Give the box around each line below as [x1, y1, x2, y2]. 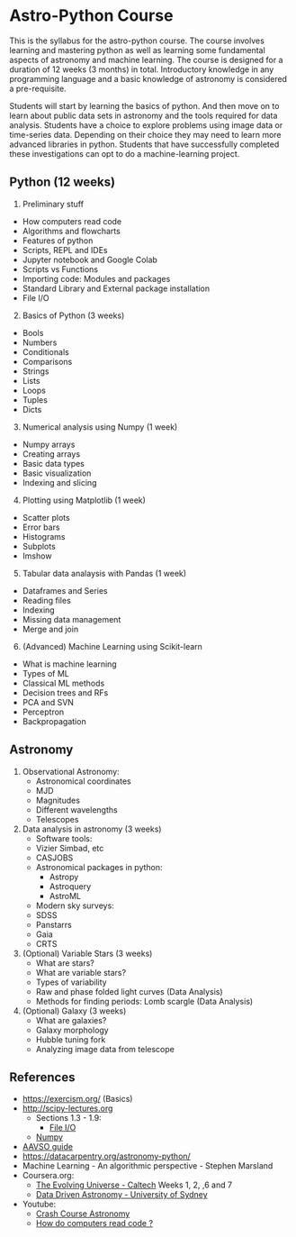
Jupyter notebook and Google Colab [22, 254, 157, 265]
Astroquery [49, 880, 92, 892]
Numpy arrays [22, 439, 76, 450]
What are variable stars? [35, 967, 127, 978]
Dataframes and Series [22, 585, 108, 596]
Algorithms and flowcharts [22, 225, 121, 236]
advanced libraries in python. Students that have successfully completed [9, 139, 280, 150]
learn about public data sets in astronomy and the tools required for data [9, 110, 278, 121]
